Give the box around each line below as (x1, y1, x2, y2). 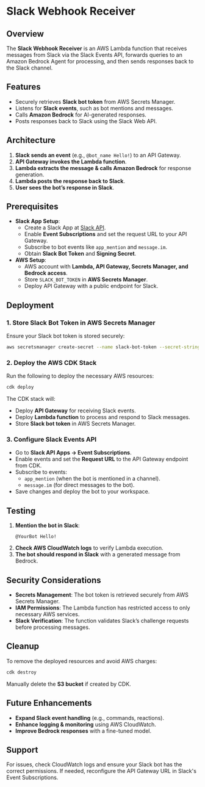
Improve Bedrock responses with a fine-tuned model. (15, 727, 152, 735)
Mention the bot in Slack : (15, 522, 81, 529)
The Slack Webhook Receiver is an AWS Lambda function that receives (6, 45, 187, 52)
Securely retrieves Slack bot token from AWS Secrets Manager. (15, 98, 176, 105)
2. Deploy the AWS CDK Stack (6, 358, 97, 367)
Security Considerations (6, 575, 102, 585)
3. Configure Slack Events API (6, 435, 97, 444)
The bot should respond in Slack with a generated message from (15, 551, 181, 558)
